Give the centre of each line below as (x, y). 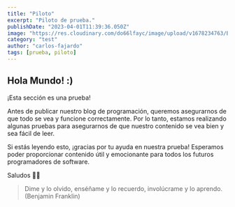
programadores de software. (48, 162)
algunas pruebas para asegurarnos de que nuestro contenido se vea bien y (116, 125)
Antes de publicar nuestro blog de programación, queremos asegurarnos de (117, 111)
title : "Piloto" (31, 14)
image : (17, 33)
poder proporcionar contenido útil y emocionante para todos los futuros (111, 154)
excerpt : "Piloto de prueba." (51, 20)
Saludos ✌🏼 (24, 175)
